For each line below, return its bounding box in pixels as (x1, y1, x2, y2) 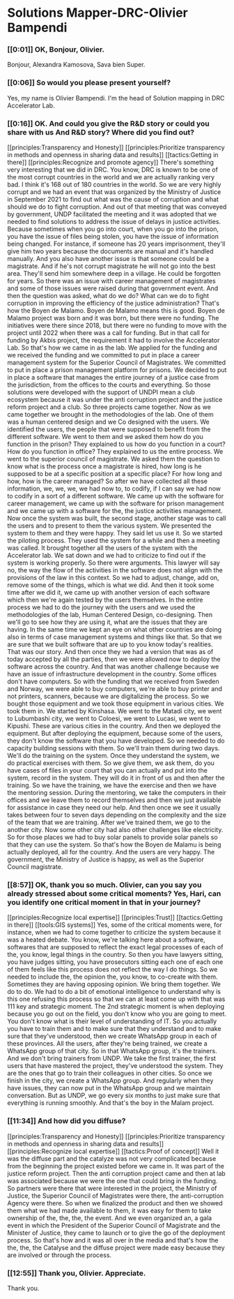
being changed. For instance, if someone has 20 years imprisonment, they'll (7, 239, 226, 248)
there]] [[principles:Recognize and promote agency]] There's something (7, 158, 214, 167)
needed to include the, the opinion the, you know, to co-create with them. (7, 972, 218, 981)
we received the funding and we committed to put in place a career (7, 351, 200, 359)
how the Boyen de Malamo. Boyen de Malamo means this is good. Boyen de (7, 306, 225, 315)
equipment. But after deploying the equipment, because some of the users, (7, 729, 223, 738)
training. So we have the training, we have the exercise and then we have (7, 781, 217, 789)
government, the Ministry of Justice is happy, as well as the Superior (7, 855, 204, 863)
